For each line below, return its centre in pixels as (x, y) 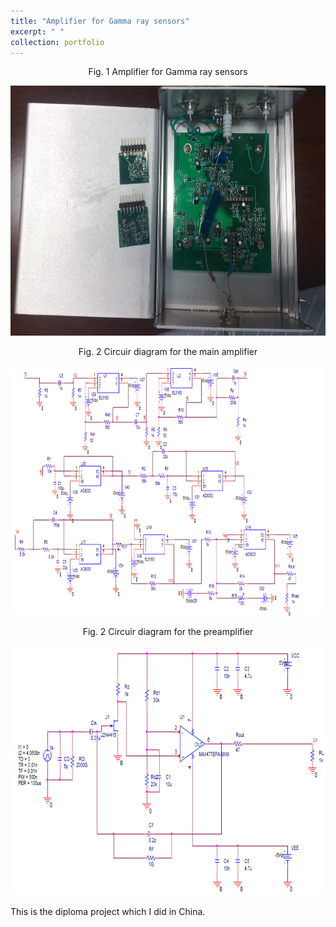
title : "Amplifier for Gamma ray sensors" (100, 21)
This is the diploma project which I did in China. (108, 912)
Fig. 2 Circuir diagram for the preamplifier (168, 632)
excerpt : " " (37, 31)
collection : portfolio (57, 42)
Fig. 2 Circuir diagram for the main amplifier (168, 352)
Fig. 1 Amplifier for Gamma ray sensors (168, 72)
